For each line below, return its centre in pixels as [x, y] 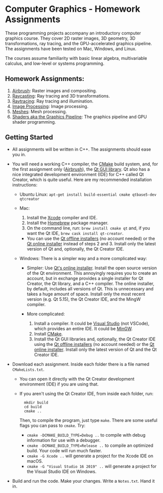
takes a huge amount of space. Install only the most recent [86, 294]
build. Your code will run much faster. [64, 450]
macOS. [35, 461]
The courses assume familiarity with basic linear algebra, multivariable [76, 58]
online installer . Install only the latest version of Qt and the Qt [95, 349]
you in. [19, 154]
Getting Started [29, 138]
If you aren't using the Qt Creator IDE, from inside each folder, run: [86, 393]
